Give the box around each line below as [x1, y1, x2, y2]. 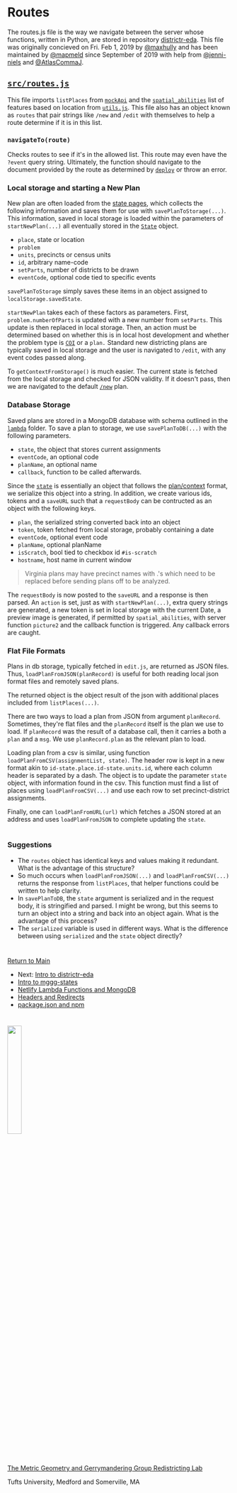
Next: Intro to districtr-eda [17, 970, 94, 979]
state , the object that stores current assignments [17, 445, 161, 453]
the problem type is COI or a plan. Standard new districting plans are [7, 338, 207, 347]
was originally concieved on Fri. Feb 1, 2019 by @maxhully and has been [7, 43, 218, 51]
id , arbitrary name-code [17, 258, 88, 267]
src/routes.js [7, 79, 69, 89]
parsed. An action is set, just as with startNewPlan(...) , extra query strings [7, 597, 229, 607]
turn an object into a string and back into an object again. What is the [17, 909, 219, 918]
